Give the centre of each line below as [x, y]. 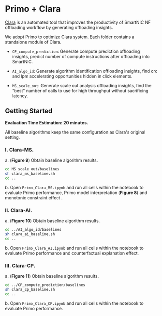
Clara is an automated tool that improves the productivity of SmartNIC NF [78, 22]
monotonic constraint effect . [34, 197]
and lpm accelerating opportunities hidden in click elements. [72, 76]
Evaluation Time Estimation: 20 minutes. [47, 122]
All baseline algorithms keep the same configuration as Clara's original [75, 132]
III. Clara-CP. [20, 266]
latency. [20, 96]
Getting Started [29, 111]
